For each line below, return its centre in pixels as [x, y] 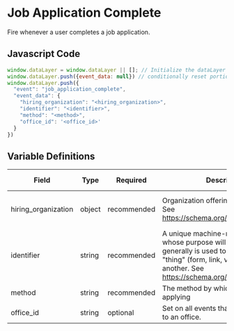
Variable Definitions [51, 156]
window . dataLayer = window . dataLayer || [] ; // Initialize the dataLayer [117, 70]
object [90, 209]
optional [121, 313]
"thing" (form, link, [192, 260]
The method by [187, 289]
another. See [183, 268]
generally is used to [194, 251]
